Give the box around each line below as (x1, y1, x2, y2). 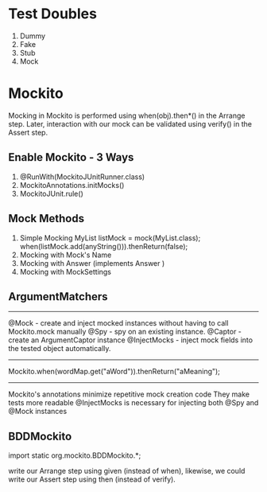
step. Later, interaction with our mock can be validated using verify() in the (8, 119, 253, 128)
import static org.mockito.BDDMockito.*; (8, 451, 141, 460)
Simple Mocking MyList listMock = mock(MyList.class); (19, 232, 201, 243)
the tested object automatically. (8, 344, 111, 353)
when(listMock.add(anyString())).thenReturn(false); (19, 241, 188, 251)
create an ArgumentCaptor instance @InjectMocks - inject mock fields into (8, 335, 253, 345)
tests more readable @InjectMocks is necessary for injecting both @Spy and (8, 398, 259, 408)
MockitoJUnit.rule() (19, 189, 83, 198)
